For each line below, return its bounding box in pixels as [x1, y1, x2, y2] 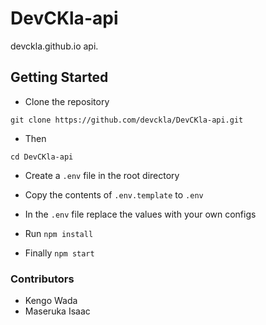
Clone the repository [24, 95, 110, 107]
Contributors [10, 272, 75, 286]
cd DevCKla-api [10, 152, 74, 162]
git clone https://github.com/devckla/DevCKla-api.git [10, 115, 244, 125]
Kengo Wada [24, 295, 78, 307]
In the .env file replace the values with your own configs [24, 208, 257, 220]
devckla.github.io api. [10, 40, 99, 52]
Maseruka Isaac [24, 305, 91, 317]
